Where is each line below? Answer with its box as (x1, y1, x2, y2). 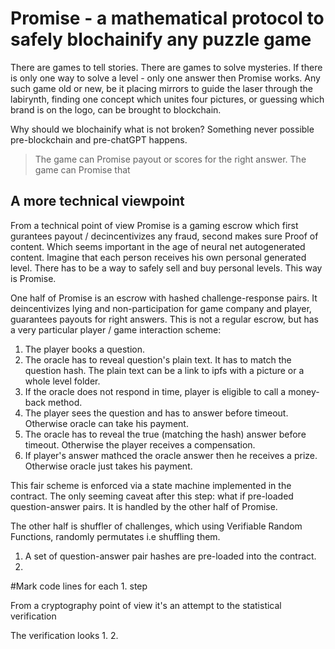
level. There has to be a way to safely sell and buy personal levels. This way (10, 262, 323, 274)
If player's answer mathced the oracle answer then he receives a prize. (24, 449, 318, 461)
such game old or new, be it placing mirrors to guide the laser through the (10, 82, 313, 94)
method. (47, 396, 83, 408)
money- (288, 385, 320, 397)
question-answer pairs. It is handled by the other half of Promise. (10, 500, 278, 512)
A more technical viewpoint (10, 193, 185, 210)
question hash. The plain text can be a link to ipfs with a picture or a (24, 364, 305, 376)
